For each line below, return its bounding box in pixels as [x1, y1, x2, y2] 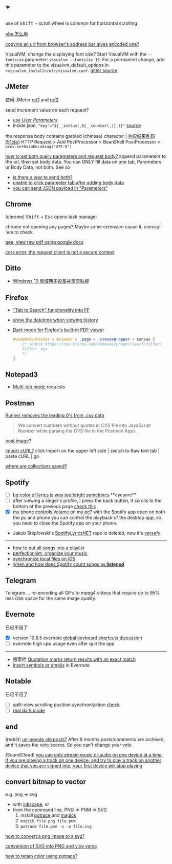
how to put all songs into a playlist [12, 545, 84, 551]
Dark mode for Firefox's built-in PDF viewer [12, 327, 104, 333]
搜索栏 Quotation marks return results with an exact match [12, 656, 136, 662]
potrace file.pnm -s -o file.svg [20, 824, 92, 829]
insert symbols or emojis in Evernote [12, 662, 90, 668]
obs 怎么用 [5, 30, 28, 37]
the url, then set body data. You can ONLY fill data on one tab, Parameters [5, 158, 162, 165]
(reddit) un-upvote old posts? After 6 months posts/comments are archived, [5, 736, 165, 742]
